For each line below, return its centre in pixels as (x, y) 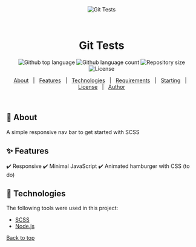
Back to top (21, 238)
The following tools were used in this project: (62, 208)
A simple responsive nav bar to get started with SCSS (73, 132)
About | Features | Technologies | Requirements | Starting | (100, 80)
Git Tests (102, 46)
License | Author (102, 86)
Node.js (25, 226)
